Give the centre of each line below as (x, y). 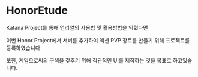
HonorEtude (37, 10)
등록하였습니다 (23, 48)
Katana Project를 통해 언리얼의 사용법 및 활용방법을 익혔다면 (77, 27)
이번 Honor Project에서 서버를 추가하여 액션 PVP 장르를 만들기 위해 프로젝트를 (98, 40)
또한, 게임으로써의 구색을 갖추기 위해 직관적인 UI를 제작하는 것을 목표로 (89, 60)
